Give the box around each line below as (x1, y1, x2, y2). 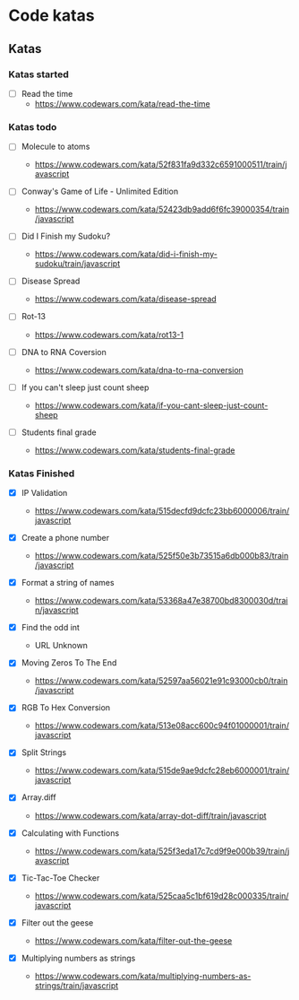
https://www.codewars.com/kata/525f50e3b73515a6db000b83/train (34, 551, 289, 561)
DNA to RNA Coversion (21, 346, 107, 357)
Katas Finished (8, 467, 75, 480)
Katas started (8, 68, 69, 81)
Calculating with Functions (21, 827, 120, 839)
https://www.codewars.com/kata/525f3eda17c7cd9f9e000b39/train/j (34, 845, 290, 857)
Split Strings (21, 747, 67, 758)
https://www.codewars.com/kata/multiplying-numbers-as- (34, 970, 252, 981)
